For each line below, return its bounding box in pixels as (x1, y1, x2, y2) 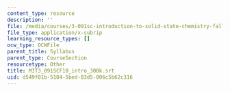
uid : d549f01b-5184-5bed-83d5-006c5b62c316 (7, 73, 133, 81)
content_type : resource (7, 10, 75, 17)
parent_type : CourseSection (7, 55, 88, 62)
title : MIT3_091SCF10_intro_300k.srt (7, 67, 115, 74)
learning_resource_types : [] (7, 36, 90, 42)
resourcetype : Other (7, 61, 66, 68)
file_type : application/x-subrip (7, 29, 103, 36)
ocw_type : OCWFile (7, 42, 60, 49)
